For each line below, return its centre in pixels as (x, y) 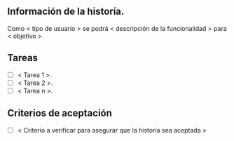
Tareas (23, 58)
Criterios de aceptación (60, 113)
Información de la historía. (66, 12)
